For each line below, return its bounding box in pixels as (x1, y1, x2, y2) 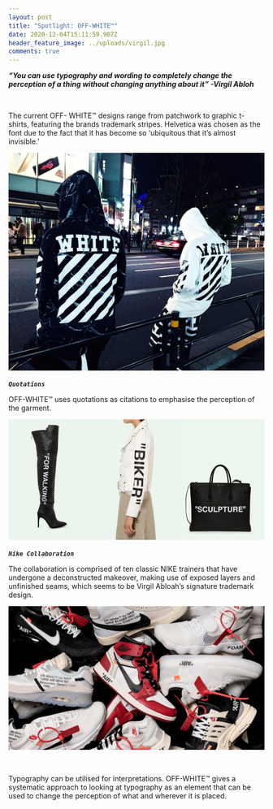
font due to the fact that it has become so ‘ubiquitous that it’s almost (8, 128, 236, 138)
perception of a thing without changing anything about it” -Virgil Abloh (8, 80, 254, 89)
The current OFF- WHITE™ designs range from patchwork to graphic (8, 110, 238, 121)
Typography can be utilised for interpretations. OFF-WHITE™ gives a (8, 774, 236, 784)
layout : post (8, 13, 53, 21)
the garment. (8, 403, 52, 413)
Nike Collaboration (8, 549, 75, 558)
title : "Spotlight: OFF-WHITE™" (8, 21, 118, 30)
